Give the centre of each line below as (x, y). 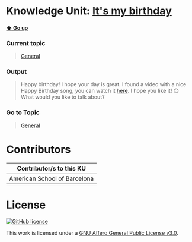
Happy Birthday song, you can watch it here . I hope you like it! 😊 (100, 91)
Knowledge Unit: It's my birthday (89, 11)
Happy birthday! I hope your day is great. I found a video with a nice (103, 84)
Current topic (26, 43)
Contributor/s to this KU (52, 168)
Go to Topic (23, 112)
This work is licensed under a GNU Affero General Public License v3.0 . (92, 232)
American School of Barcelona (52, 178)
